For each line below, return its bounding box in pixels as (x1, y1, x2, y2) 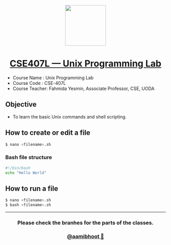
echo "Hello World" (5, 170, 47, 175)
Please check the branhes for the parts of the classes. (17, 219, 154, 226)
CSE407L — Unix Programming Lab (9, 58, 162, 70)
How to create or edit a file (5, 129, 91, 137)
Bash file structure (5, 154, 52, 161)
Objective (5, 100, 37, 109)
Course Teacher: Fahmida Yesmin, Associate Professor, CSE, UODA (12, 85, 155, 91)
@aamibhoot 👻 (67, 233, 104, 240)
